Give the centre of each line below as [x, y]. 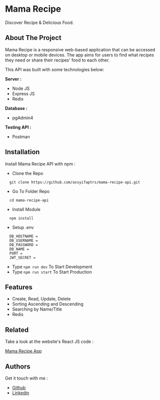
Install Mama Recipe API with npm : [40, 164]
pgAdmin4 [23, 118]
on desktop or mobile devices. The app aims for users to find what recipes [80, 55]
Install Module [26, 209]
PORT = [16, 253]
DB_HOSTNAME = [24, 236]
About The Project [33, 38]
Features [19, 287]
